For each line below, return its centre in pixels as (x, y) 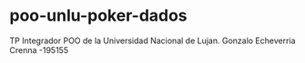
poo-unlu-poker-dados (99, 16)
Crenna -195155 (39, 49)
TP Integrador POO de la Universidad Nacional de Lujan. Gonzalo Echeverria (152, 40)
